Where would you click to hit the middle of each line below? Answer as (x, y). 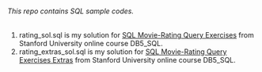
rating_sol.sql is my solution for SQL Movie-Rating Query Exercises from (136, 35)
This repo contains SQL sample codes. (70, 11)
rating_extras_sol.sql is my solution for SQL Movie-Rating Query (123, 52)
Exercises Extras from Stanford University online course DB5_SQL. (127, 60)
